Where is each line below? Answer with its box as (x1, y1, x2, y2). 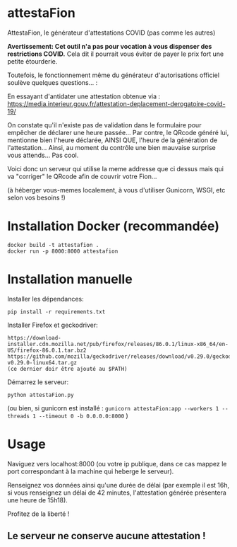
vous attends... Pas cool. (7, 151, 79, 159)
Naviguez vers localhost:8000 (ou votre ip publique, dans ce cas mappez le (7, 459, 227, 468)
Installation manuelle (7, 271, 133, 287)
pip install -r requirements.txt (7, 308, 106, 316)
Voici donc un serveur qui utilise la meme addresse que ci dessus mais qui (7, 164, 224, 173)
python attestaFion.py (7, 391, 74, 398)
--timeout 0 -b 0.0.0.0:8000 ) (38, 411, 128, 420)
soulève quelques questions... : (7, 78, 98, 86)
